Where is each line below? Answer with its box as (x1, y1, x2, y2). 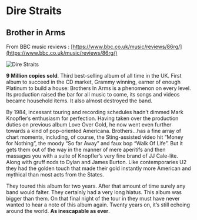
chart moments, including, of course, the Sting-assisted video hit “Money (6, 134, 183, 141)
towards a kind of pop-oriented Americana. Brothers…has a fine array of (6, 128, 181, 134)
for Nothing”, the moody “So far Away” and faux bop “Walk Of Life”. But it (6, 140, 183, 146)
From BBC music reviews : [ (6, 43, 74, 50)
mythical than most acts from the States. (6, 171, 105, 178)
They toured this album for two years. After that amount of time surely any (6, 182, 186, 189)
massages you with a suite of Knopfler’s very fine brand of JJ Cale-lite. (6, 152, 178, 159)
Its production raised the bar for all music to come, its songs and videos (6, 91, 180, 98)
